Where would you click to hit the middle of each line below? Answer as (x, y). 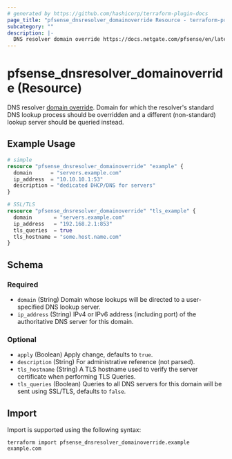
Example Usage (41, 144)
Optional (22, 339)
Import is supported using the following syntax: (74, 430)
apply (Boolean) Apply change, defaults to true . (85, 354)
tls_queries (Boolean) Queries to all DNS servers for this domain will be (119, 384)
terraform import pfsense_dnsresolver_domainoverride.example (98, 443)
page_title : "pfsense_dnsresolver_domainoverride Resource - (97, 20)
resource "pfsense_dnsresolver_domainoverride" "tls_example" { (101, 211)
